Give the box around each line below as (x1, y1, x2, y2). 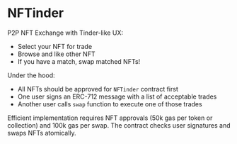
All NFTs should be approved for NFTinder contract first (17, 84, 178, 93)
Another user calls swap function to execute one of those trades (17, 99, 203, 108)
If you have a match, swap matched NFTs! (17, 57, 141, 65)
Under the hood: (7, 71, 55, 79)
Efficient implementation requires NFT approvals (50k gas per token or (7, 113, 213, 122)
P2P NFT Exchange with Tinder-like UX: (7, 28, 124, 37)
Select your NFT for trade (17, 42, 93, 50)
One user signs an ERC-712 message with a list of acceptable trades (17, 92, 217, 101)
